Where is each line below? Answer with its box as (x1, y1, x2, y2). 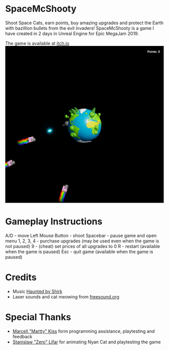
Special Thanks (5, 312, 71, 323)
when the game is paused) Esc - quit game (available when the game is (5, 248, 153, 255)
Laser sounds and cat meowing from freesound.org (12, 293, 120, 299)
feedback (12, 333, 33, 339)
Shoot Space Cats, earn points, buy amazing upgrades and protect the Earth (5, 20, 163, 26)
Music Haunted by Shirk (12, 288, 63, 294)
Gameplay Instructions (5, 216, 103, 227)
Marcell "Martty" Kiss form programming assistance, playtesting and (12, 328, 155, 334)
